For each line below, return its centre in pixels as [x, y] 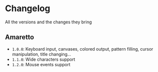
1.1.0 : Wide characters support [44, 59]
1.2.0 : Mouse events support [41, 64]
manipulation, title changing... [41, 54]
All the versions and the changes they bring [48, 22]
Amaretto [20, 37]
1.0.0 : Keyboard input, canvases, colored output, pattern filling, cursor [83, 49]
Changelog [28, 9]
